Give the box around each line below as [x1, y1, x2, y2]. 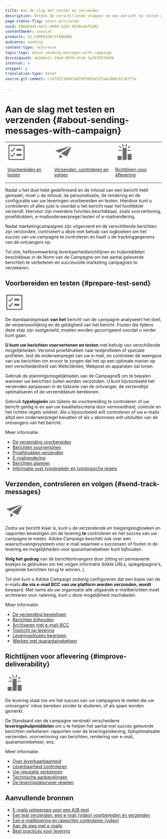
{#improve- [90, 652, 127, 661]
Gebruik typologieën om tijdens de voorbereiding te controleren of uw [5, 398, 150, 404]
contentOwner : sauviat [5, 29, 52, 34]
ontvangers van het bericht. [5, 419, 62, 425]
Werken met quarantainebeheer [12, 637, 78, 643]
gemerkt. [5, 708, 24, 714]
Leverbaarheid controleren [12, 763, 67, 769]
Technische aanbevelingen [12, 774, 68, 780]
